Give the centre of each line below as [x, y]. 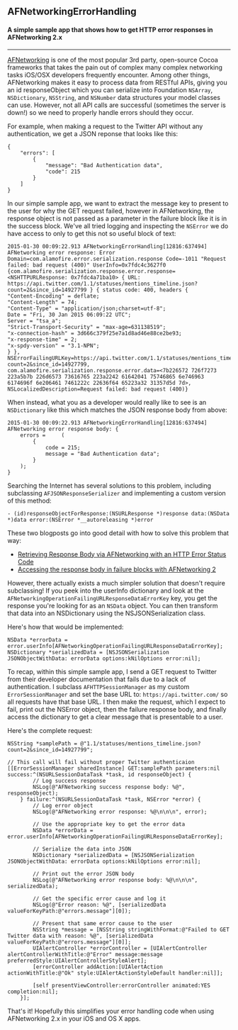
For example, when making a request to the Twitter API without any [105, 126]
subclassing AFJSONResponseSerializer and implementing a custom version [117, 493]
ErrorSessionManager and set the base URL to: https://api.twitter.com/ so [118, 694]
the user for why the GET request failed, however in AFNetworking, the [111, 211]
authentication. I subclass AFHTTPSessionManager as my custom [98, 686]
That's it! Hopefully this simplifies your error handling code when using [111, 1011]
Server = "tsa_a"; [34, 321]
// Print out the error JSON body [84, 874]
